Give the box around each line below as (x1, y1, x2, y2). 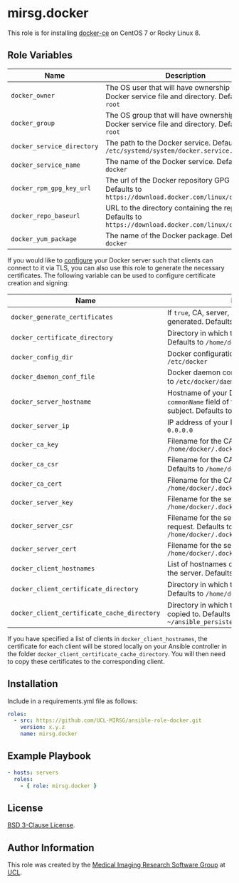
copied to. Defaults (166, 608, 231, 618)
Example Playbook (7, 750, 91, 762)
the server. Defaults (166, 568, 233, 578)
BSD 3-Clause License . (7, 821, 75, 830)
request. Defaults (166, 521, 225, 531)
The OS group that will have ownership (105, 110, 235, 120)
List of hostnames (166, 558, 228, 568)
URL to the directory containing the (105, 203, 223, 213)
